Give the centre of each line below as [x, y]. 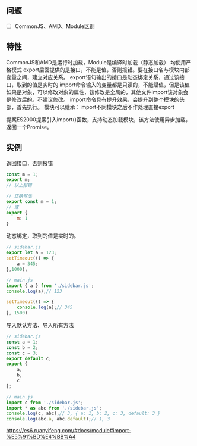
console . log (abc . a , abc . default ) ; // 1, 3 [58, 419]
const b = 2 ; [22, 347]
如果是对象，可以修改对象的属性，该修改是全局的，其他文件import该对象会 [97, 92]
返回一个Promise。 [29, 127]
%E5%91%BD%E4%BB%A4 [41, 437]
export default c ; [29, 358]
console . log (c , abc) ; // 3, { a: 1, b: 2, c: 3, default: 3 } [83, 414]
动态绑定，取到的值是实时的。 [42, 236]
